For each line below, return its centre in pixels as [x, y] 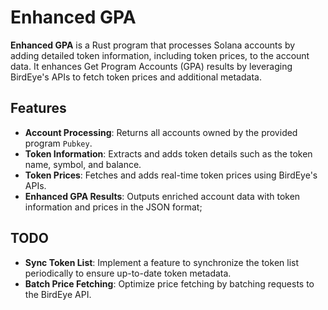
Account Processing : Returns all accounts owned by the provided [161, 132]
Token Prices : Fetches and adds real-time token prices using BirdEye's [171, 175]
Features [38, 108]
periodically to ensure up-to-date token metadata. [128, 273]
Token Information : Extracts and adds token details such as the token [168, 153]
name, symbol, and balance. [83, 164]
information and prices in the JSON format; [113, 207]
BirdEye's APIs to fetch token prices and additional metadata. [136, 77]
